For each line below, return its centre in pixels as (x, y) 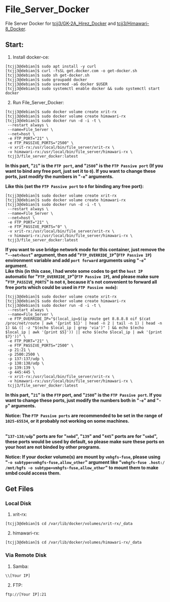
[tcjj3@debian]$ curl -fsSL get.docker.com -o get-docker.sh (71, 71)
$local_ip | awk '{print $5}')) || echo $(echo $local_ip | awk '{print (84, 332)
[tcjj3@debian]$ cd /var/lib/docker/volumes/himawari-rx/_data (74, 543)
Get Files (20, 489)
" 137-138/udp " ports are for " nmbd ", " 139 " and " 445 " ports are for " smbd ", (81, 436)
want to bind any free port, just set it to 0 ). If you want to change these (80, 171)
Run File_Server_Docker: (38, 102)
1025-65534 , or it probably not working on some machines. (67, 421)
